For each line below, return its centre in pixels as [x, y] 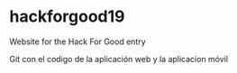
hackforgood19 [67, 17]
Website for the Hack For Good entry [77, 41]
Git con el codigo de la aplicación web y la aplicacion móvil [118, 59]
